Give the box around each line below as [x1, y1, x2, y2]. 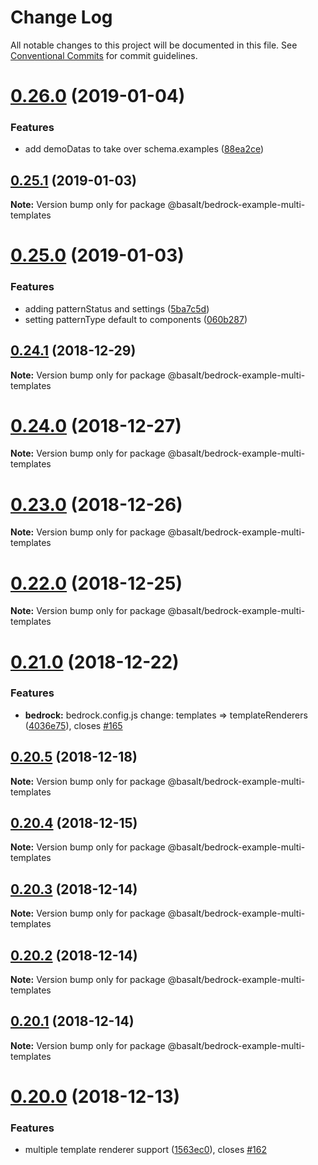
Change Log [10, 6, 113, 29]
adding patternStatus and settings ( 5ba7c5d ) [24, 302, 210, 315]
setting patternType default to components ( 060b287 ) [24, 313, 248, 325]
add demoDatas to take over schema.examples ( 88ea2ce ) [24, 143, 265, 155]
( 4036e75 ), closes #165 [24, 719, 123, 731]
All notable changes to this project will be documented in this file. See [10, 39, 298, 51]
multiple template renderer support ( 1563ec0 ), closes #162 [24, 1144, 267, 1156]
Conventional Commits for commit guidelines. [10, 49, 198, 61]
